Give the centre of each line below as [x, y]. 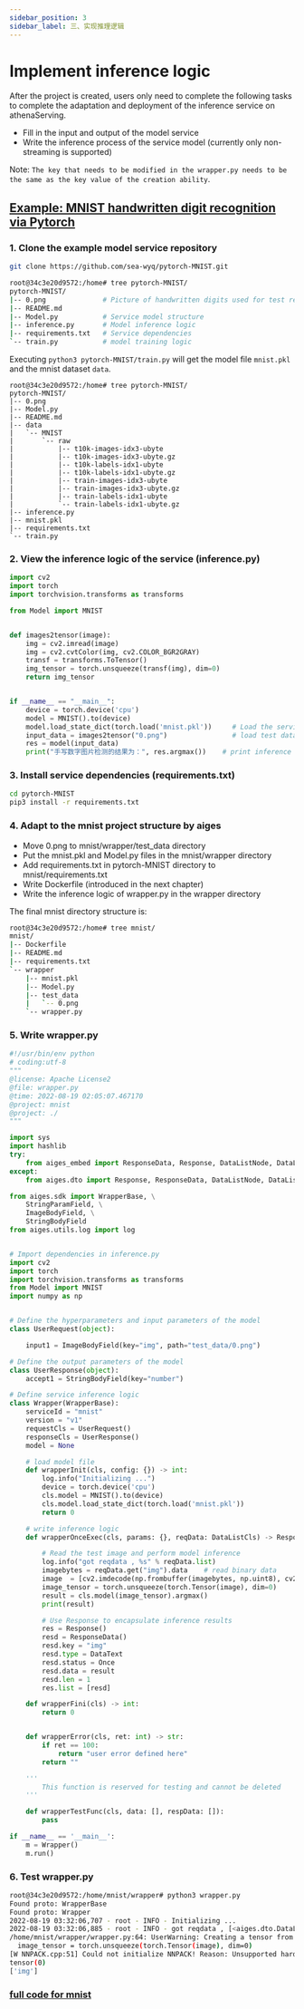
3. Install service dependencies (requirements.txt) [122, 776]
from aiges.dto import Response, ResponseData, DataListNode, [145, 1180]
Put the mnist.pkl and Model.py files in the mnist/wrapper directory [147, 855]
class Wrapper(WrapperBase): [64, 1404]
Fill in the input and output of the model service [110, 133]
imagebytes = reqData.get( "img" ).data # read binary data [160, 1570]
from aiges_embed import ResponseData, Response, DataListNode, [149, 1163]
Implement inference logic [110, 71]
